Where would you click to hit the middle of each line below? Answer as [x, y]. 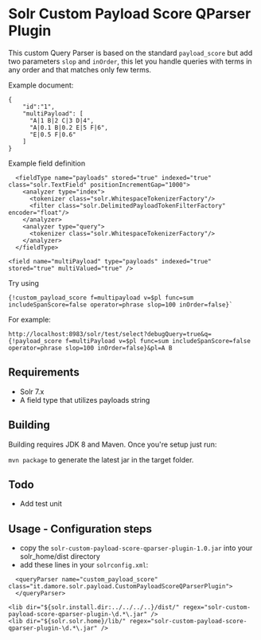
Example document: [41, 85]
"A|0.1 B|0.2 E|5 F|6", [69, 127]
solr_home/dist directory [60, 556]
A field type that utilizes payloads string [85, 400]
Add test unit [41, 504]
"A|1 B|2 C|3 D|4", [61, 120]
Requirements [44, 372]
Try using [24, 283]
